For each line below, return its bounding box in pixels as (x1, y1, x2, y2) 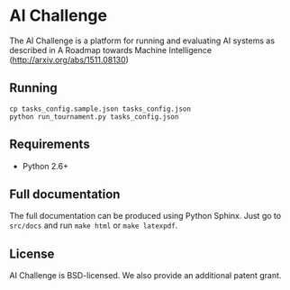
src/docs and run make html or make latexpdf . (9, 220, 178, 231)
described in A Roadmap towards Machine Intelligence (9, 44, 213, 55)
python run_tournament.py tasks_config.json (9, 112, 179, 122)
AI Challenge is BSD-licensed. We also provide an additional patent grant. (9, 270, 282, 281)
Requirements (9, 137, 90, 152)
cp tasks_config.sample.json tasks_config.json (9, 104, 192, 113)
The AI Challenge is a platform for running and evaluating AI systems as (9, 35, 276, 46)
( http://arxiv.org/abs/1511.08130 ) (9, 54, 129, 65)
